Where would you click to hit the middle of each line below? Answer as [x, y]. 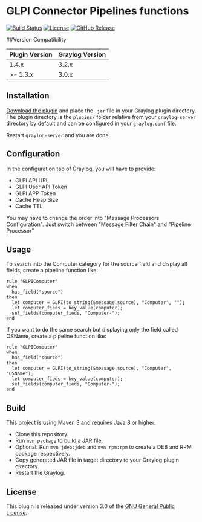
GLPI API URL [32, 180]
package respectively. [43, 454]
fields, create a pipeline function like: [52, 271]
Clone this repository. [42, 434]
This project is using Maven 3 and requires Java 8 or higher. [81, 423]
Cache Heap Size [37, 199]
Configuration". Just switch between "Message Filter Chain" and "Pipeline [99, 224]
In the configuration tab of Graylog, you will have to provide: [81, 169]
